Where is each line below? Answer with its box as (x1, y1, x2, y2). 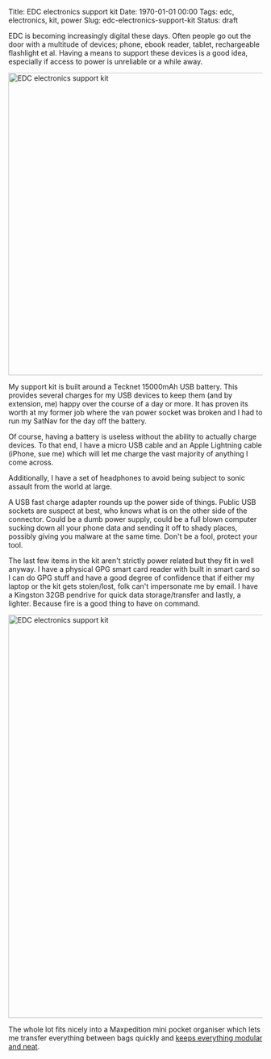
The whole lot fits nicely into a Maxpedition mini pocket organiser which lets (8, 1024, 261, 1034)
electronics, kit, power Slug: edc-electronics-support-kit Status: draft (8, 15, 238, 25)
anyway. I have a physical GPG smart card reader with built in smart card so (8, 565, 261, 573)
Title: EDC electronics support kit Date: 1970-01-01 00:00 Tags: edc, (8, 7, 235, 16)
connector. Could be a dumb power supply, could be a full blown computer (8, 515, 257, 523)
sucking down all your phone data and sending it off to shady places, (8, 523, 238, 532)
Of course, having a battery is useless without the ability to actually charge (8, 432, 256, 441)
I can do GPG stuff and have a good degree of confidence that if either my (8, 573, 256, 582)
